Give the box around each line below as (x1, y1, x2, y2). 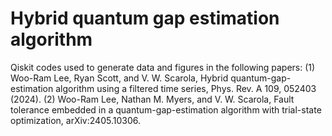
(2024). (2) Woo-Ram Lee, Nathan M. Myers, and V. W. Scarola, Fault (10, 93, 295, 105)
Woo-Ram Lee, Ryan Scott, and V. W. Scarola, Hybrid (10, 72, 229, 84)
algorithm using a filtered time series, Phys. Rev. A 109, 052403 (55, 82, 317, 94)
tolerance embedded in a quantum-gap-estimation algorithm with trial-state (10, 103, 322, 116)
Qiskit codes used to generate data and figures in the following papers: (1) (10, 61, 316, 73)
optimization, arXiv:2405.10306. (10, 114, 141, 126)
